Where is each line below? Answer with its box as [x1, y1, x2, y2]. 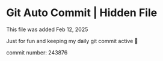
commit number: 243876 [6, 48, 68, 56]
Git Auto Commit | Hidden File [6, 6, 158, 20]
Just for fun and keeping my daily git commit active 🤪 [6, 37, 138, 44]
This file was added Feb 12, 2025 [6, 26, 88, 33]
